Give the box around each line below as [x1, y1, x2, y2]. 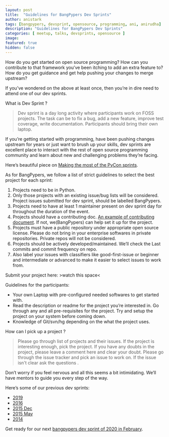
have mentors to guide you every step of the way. [5, 375, 108, 381]
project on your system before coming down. [12, 313, 106, 319]
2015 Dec [12, 405, 33, 411]
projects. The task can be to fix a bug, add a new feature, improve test [17, 115, 164, 122]
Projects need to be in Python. [12, 187, 76, 193]
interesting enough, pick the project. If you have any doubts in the [17, 343, 155, 349]
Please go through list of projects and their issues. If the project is [17, 338, 155, 344]
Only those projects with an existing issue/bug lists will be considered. [12, 192, 159, 198]
